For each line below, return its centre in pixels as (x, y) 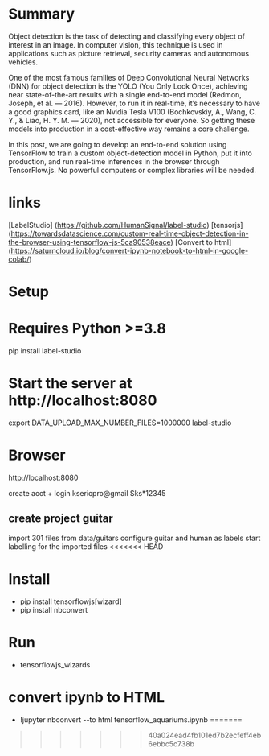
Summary (41, 14)
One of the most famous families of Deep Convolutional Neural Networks (129, 77)
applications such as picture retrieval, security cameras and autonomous (129, 53)
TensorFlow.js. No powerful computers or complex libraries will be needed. (132, 170)
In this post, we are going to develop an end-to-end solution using (118, 144)
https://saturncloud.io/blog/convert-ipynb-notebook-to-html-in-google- (130, 250)
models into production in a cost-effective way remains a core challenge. (129, 129)
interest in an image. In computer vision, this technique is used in (116, 44)
